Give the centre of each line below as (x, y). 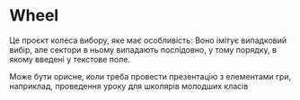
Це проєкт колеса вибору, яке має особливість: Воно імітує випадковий (148, 40)
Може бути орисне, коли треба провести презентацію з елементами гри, (150, 76)
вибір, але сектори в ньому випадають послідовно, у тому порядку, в (143, 49)
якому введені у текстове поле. (70, 59)
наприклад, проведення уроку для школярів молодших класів (129, 86)
